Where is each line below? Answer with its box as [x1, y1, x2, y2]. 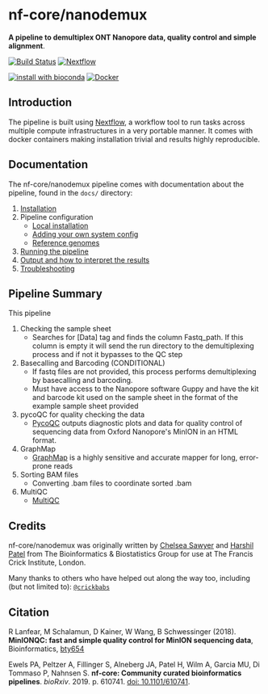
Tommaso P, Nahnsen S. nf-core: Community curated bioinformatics [8, 668, 242, 678]
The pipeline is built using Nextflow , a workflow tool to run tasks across [8, 117, 245, 127]
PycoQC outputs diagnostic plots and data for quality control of [31, 419, 243, 428]
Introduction [8, 95, 73, 110]
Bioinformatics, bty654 [8, 644, 85, 654]
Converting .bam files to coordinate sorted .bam [31, 478, 192, 488]
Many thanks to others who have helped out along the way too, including [8, 574, 250, 583]
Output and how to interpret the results [19, 254, 150, 264]
